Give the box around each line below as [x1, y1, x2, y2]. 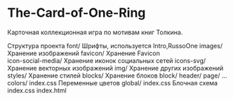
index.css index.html [7, 86, 67, 94]
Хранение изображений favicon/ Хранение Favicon [7, 49, 160, 57]
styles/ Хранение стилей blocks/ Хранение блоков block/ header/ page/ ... [7, 71, 227, 80]
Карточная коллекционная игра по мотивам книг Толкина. [7, 28, 183, 36]
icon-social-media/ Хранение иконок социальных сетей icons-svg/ [7, 56, 206, 64]
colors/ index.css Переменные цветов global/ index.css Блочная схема [7, 78, 218, 87]
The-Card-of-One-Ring [7, 5, 146, 21]
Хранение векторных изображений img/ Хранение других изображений [7, 64, 224, 72]
